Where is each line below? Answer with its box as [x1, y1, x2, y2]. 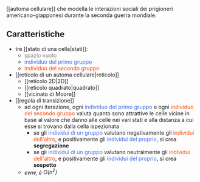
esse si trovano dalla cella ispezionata [24, 123, 120, 130]
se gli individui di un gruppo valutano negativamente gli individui [33, 129, 195, 136]
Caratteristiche [6, 29, 65, 39]
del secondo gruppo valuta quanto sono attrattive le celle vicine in [24, 109, 190, 117]
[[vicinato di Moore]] [24, 90, 76, 98]
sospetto [33, 161, 57, 169]
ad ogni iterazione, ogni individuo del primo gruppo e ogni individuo [24, 103, 194, 110]
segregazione [33, 142, 69, 149]
